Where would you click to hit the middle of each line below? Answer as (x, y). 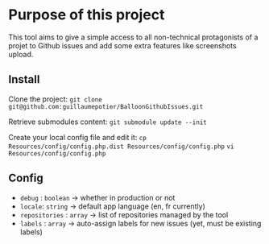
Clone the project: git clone (55, 99)
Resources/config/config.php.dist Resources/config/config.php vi (121, 147)
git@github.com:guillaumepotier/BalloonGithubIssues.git (106, 106)
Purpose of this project (87, 15)
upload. (21, 54)
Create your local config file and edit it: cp (77, 137)
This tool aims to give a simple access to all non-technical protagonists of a (133, 37)
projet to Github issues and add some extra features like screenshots (122, 45)
